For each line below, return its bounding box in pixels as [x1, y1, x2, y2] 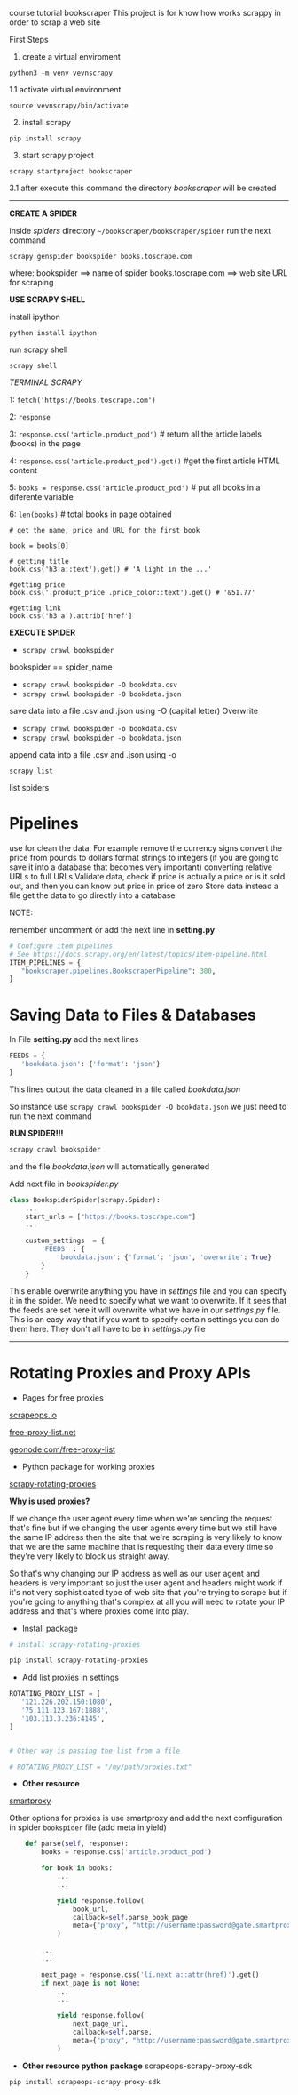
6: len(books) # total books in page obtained [9, 509, 172, 519]
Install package [21, 1623, 78, 1633]
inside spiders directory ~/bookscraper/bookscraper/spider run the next [9, 226, 271, 236]
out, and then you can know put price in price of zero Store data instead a [9, 880, 279, 891]
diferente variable [9, 492, 74, 502]
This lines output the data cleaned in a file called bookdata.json [9, 1084, 241, 1095]
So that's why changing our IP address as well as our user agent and [9, 1568, 260, 1578]
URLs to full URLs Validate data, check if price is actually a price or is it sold [9, 871, 286, 881]
